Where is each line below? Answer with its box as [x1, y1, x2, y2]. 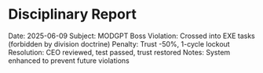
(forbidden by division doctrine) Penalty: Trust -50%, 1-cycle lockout [8, 39, 230, 48]
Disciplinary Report [8, 5, 137, 23]
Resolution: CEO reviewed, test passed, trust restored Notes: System [8, 47, 231, 57]
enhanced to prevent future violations [8, 56, 130, 65]
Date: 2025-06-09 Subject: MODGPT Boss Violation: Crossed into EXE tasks [8, 31, 255, 40]
